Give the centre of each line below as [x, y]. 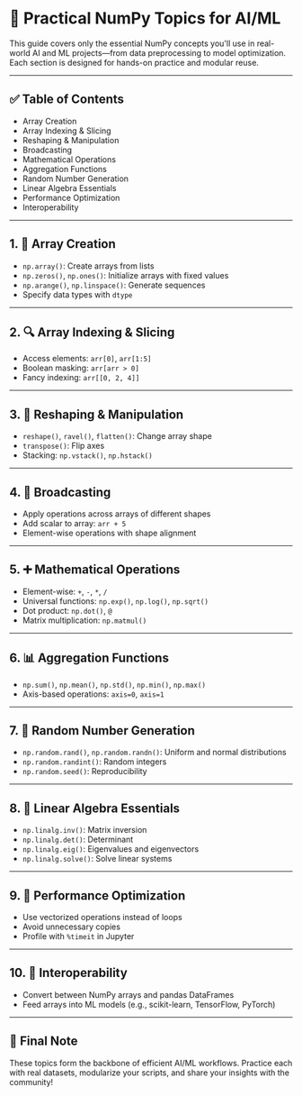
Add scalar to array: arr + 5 [74, 523]
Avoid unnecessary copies [71, 927]
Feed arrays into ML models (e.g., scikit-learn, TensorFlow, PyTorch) [149, 1004]
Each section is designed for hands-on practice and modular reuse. [134, 62]
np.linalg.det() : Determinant [78, 840]
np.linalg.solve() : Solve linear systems [97, 859]
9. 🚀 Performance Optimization [98, 895]
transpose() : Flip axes [63, 446]
